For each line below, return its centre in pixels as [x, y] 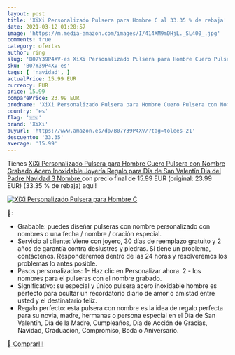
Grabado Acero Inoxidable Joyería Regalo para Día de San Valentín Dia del [114, 171]
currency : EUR [28, 85]
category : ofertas [34, 46]
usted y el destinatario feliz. [57, 300]
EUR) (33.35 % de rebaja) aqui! [52, 186]
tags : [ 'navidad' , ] [39, 72]
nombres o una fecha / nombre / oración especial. [90, 234]
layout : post [26, 14]
